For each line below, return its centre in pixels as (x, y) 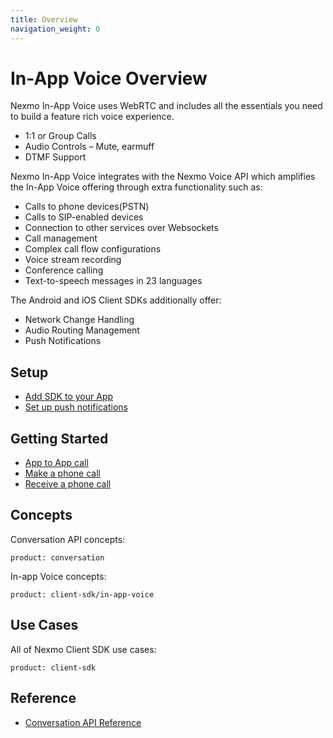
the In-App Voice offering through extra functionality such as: (136, 187)
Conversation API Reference (83, 722)
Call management (61, 238)
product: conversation (57, 557)
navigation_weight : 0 (55, 29)
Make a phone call (62, 473)
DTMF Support (55, 157)
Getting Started (59, 438)
